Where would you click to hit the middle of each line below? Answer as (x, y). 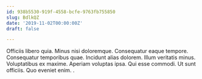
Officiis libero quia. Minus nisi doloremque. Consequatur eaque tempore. (97, 51)
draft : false (23, 29)
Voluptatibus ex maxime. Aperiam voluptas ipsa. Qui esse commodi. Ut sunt (101, 64)
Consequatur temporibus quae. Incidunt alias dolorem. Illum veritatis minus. (101, 57)
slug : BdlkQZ (23, 17)
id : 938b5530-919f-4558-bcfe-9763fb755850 (61, 12)
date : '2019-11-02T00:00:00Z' (45, 23)
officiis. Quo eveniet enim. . (40, 71)
